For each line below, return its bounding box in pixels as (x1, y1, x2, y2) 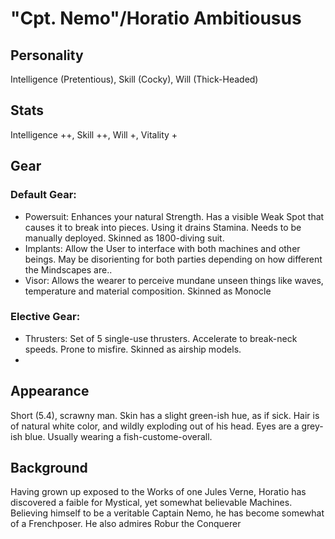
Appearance (10, 383, 90, 400)
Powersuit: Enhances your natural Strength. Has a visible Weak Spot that (24, 210, 325, 222)
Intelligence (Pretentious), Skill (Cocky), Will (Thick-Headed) (10, 73, 259, 85)
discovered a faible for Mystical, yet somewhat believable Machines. (10, 497, 293, 509)
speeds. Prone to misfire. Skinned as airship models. (24, 343, 242, 355)
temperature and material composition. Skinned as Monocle (24, 285, 272, 297)
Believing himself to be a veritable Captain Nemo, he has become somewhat (10, 507, 325, 519)
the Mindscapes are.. (24, 263, 113, 276)
